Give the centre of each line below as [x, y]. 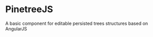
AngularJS [16, 28]
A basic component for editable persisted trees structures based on [77, 23]
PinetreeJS [29, 9]
